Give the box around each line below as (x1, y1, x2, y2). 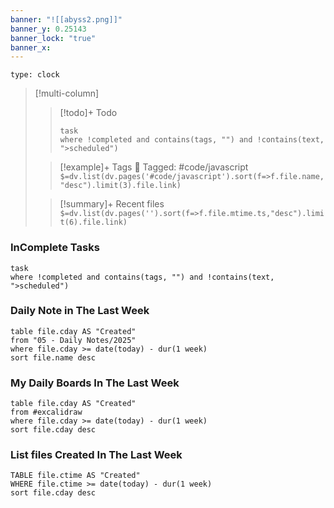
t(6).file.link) (59, 217, 128, 228)
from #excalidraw (10, 407, 83, 418)
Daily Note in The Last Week (10, 304, 150, 318)
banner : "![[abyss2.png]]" (10, 14, 123, 25)
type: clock (10, 70, 60, 80)
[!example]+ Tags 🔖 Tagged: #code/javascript (59, 161, 249, 173)
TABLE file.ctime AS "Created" (10, 471, 141, 481)
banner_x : (10, 42, 52, 53)
